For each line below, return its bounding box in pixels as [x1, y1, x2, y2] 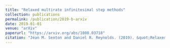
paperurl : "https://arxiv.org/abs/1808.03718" [5, 30, 105, 35]
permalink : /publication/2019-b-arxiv [5, 16, 87, 21]
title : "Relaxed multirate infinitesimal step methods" [5, 7, 125, 12]
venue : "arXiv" [5, 26, 37, 31]
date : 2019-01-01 [5, 21, 42, 26]
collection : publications [5, 12, 60, 17]
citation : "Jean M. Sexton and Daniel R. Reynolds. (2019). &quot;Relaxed [5, 35, 166, 40]
